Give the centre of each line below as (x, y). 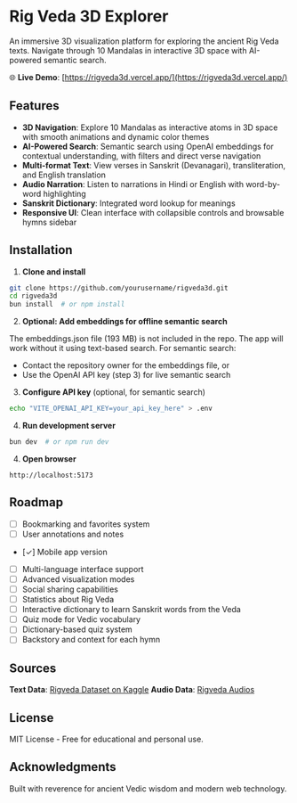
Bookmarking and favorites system (86, 524)
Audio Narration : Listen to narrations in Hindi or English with (133, 184)
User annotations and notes (73, 534)
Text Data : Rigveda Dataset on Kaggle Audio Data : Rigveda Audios (132, 690)
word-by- (263, 184)
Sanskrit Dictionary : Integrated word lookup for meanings (128, 203)
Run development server (68, 426)
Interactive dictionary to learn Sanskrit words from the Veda (132, 610)
